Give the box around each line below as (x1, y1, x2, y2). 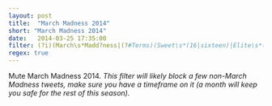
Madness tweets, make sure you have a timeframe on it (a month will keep (8, 79, 257, 89)
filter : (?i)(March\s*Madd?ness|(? (8, 42, 129, 50)
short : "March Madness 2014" (8, 26, 107, 35)
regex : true (8, 49, 49, 57)
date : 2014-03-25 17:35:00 (8, 34, 107, 43)
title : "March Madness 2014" (8, 19, 111, 27)
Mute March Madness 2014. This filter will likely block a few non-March (8, 71, 247, 80)
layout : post (8, 11, 53, 20)
